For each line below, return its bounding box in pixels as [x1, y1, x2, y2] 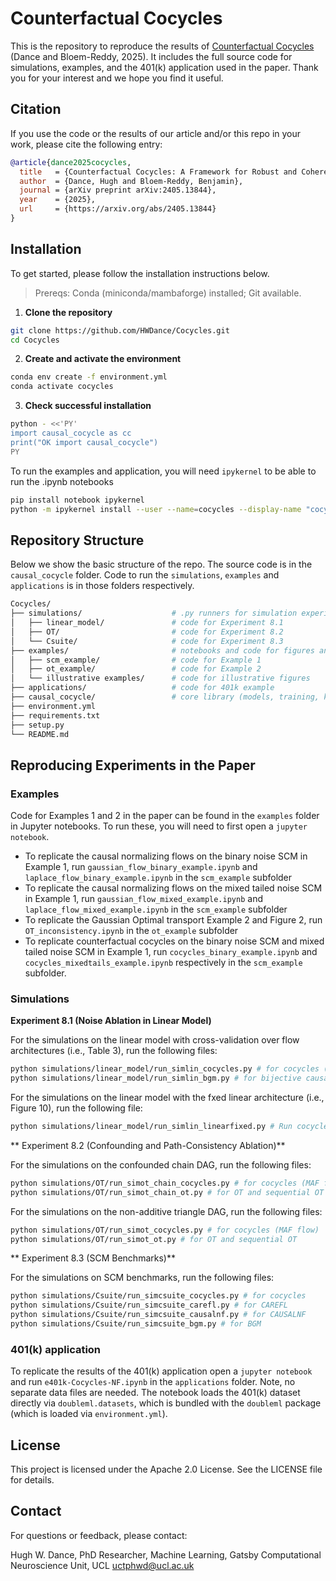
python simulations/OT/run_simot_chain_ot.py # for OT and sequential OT [10, 1187, 325, 1197]
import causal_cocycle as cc [10, 428, 132, 439]
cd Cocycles [10, 335, 60, 345]
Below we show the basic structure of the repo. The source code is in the [10, 558, 313, 571]
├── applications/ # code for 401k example [10, 683, 275, 693]
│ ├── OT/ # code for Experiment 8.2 [10, 627, 284, 637]
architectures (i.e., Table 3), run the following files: [10, 1045, 218, 1057]
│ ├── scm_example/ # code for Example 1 [10, 655, 262, 665]
